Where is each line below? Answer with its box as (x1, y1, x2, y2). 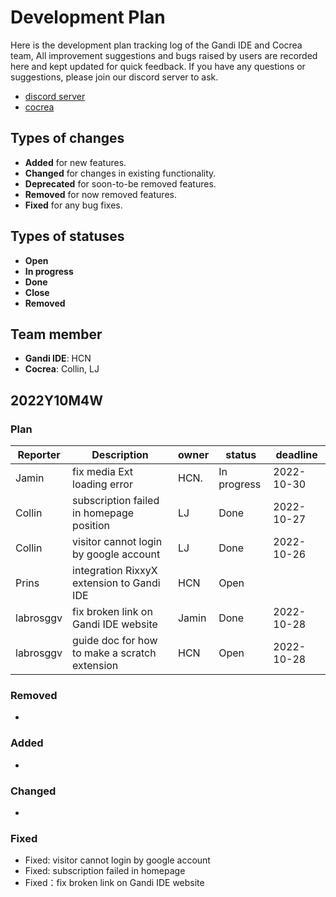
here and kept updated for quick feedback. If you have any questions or (10, 60, 306, 72)
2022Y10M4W (10, 392, 103, 409)
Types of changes (10, 130, 125, 147)
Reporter (17, 448, 61, 462)
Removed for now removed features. (24, 188, 177, 200)
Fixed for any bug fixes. (24, 199, 123, 211)
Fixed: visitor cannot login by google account (24, 854, 211, 866)
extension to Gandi (72, 576, 161, 590)
